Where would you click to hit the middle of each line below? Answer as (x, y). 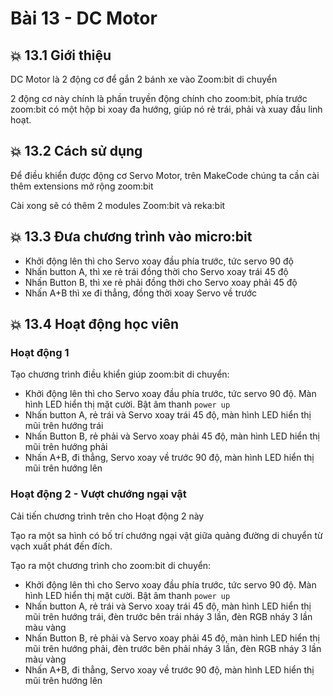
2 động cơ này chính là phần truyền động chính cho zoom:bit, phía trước (159, 98)
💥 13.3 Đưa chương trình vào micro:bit (131, 237)
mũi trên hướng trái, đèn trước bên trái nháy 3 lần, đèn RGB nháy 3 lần (168, 616)
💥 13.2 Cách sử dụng (76, 151)
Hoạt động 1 (40, 352)
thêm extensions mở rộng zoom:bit (82, 186)
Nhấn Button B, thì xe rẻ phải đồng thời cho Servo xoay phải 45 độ (161, 282)
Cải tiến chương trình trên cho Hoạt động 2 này (107, 516)
